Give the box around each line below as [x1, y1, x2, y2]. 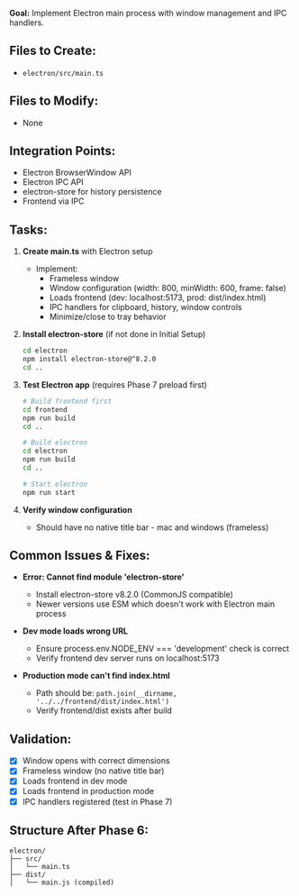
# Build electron [22, 438, 88, 447]
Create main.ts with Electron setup [22, 246, 153, 257]
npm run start [22, 488, 76, 497]
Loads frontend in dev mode [22, 775, 128, 787]
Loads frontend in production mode [22, 786, 155, 797]
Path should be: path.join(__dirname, [35, 688, 177, 699]
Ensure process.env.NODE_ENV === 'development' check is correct [35, 644, 290, 654]
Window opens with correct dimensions [22, 755, 170, 766]
